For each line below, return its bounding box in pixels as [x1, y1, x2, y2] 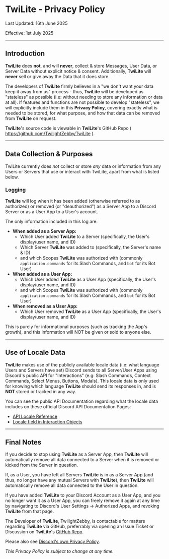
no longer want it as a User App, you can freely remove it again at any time [5, 498, 160, 504]
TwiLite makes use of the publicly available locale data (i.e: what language [5, 361, 159, 367]
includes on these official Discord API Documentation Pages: [5, 403, 131, 409]
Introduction [5, 49, 45, 58]
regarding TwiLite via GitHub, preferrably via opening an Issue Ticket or [5, 523, 154, 530]
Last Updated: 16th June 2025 [5, 20, 68, 26]
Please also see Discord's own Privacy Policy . [5, 538, 100, 545]
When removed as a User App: [12, 303, 78, 309]
